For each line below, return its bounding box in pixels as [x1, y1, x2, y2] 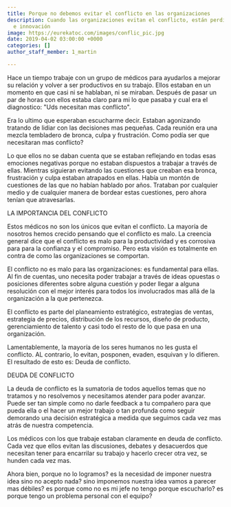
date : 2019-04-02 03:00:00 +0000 [7, 36, 103, 43]
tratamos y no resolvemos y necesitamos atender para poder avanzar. [7, 391, 206, 400]
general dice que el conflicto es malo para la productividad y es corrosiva [7, 237, 215, 245]
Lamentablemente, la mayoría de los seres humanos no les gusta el [7, 343, 198, 351]
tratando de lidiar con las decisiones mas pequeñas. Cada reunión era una [7, 123, 218, 132]
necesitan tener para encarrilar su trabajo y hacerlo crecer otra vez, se [7, 449, 208, 457]
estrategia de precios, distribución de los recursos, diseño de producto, [7, 315, 210, 323]
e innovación [13, 23, 51, 30]
